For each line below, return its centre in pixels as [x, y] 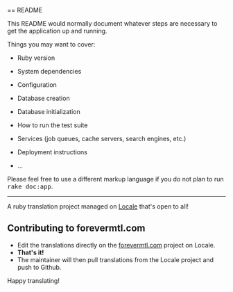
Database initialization [49, 112]
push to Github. [39, 267]
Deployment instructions [52, 152]
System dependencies [49, 71]
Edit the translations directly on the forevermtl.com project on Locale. [116, 245]
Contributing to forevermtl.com [76, 228]
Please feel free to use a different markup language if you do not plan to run [115, 179]
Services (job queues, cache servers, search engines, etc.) [102, 139]
